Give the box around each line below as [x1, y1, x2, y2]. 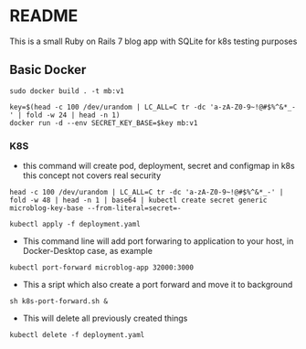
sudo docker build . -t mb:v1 [9, 86, 125, 96]
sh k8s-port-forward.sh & [9, 297, 108, 306]
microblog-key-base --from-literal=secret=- [9, 204, 182, 213]
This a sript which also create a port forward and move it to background [22, 280, 293, 291]
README [9, 5, 79, 26]
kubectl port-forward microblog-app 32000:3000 [9, 263, 195, 272]
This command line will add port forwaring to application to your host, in [22, 236, 294, 247]
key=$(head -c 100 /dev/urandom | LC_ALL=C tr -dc [9, 102, 206, 111]
